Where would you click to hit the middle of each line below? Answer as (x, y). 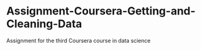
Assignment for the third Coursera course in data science (79, 40)
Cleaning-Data (44, 24)
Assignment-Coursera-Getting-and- (101, 11)
